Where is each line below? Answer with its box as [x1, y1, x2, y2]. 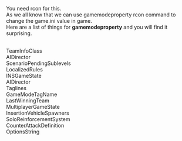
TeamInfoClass [6, 47, 42, 54]
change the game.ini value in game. [6, 18, 92, 24]
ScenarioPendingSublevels [6, 60, 72, 67]
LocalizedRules [6, 66, 43, 73]
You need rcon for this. [6, 5, 62, 12]
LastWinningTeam [6, 97, 50, 104]
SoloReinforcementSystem [6, 116, 70, 122]
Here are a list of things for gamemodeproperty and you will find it [6, 23, 168, 30]
